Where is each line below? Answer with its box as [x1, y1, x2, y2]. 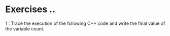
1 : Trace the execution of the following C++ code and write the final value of [5, 20, 165, 26]
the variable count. [5, 25, 45, 31]
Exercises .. [5, 4, 56, 15]
